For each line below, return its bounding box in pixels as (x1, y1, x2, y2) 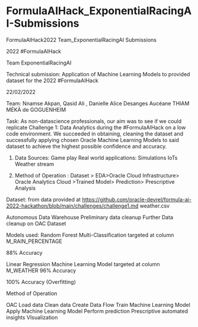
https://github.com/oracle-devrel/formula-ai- (82, 196, 191, 203)
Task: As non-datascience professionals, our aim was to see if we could (6, 117, 182, 125)
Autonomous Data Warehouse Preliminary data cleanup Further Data (6, 213, 174, 221)
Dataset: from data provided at (6, 196, 81, 203)
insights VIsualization (6, 313, 58, 320)
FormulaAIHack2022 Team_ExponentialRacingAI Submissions (6, 36, 157, 43)
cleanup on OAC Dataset (6, 220, 66, 227)
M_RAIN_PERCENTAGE (6, 238, 62, 245)
